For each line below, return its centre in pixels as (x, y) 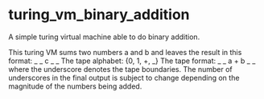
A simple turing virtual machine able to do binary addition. (104, 37)
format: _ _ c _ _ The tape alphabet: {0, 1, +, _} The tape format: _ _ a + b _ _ (132, 61)
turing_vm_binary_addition (99, 15)
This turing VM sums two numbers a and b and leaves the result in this (125, 52)
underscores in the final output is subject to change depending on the (124, 77)
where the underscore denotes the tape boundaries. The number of (120, 69)
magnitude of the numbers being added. (75, 86)
